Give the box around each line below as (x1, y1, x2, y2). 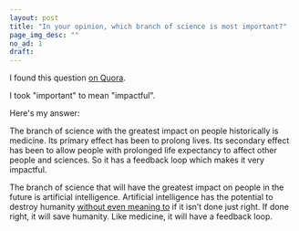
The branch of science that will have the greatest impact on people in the (9, 182, 284, 193)
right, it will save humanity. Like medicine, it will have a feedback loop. (9, 211, 273, 222)
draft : (9, 47, 35, 57)
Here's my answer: (9, 108, 80, 119)
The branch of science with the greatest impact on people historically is (9, 125, 279, 137)
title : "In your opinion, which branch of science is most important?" (9, 22, 287, 31)
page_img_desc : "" (9, 30, 79, 39)
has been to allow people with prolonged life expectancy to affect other (9, 145, 278, 156)
